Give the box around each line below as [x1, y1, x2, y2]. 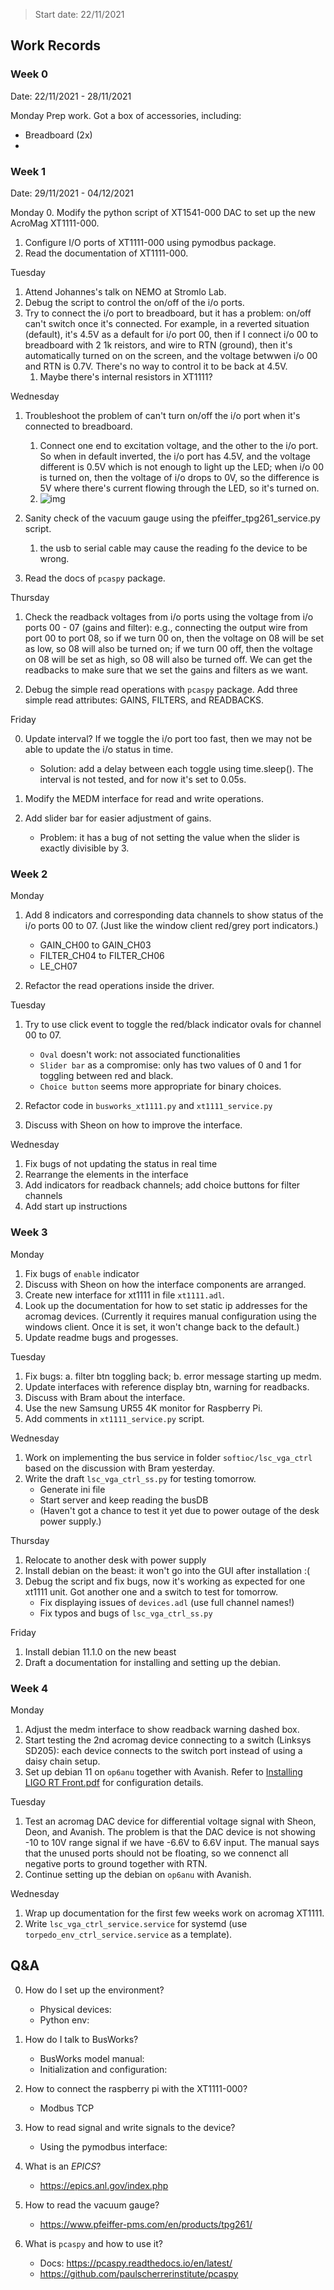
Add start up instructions [24, 1200, 128, 1213]
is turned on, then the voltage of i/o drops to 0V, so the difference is [39, 471, 320, 483]
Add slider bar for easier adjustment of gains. [24, 812, 212, 824]
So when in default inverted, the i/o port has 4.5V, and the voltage [39, 450, 312, 462]
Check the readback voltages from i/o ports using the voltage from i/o [24, 610, 314, 623]
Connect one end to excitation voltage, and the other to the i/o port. [39, 439, 319, 451]
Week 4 [10, 1681, 49, 1695]
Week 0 [10, 67, 49, 81]
